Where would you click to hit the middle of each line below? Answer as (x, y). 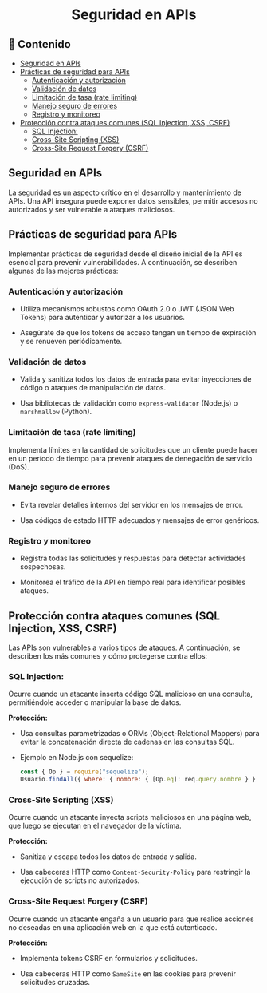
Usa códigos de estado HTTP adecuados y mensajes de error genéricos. (139, 520)
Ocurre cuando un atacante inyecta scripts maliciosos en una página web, (130, 817)
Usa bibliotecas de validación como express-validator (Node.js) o (129, 403)
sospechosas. (43, 567)
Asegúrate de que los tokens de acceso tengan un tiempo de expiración (138, 332)
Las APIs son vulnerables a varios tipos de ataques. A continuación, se (124, 647)
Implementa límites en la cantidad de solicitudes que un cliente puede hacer (133, 449)
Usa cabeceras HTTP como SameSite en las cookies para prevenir (128, 973)
